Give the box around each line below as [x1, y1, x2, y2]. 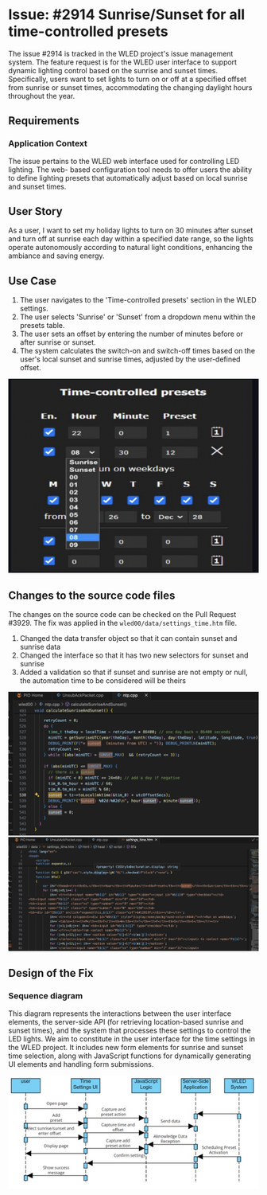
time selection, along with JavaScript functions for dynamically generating [8, 1051, 252, 1060]
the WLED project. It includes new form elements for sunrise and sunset [8, 1042, 244, 1052]
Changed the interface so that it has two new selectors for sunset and [19, 650, 249, 660]
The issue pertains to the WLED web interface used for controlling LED [8, 156, 240, 166]
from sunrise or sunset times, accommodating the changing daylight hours [8, 82, 253, 92]
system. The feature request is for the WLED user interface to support [8, 57, 237, 67]
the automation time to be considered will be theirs [19, 675, 187, 685]
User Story [8, 205, 63, 218]
